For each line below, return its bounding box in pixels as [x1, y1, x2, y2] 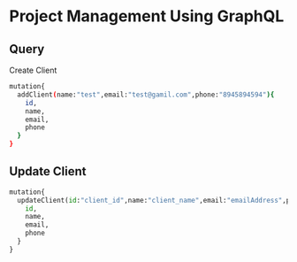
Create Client [9, 65, 57, 75]
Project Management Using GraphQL [9, 6, 285, 27]
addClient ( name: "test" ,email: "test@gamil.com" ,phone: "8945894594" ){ [17, 90, 275, 99]
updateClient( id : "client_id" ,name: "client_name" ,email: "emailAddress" [17, 196, 283, 204]
